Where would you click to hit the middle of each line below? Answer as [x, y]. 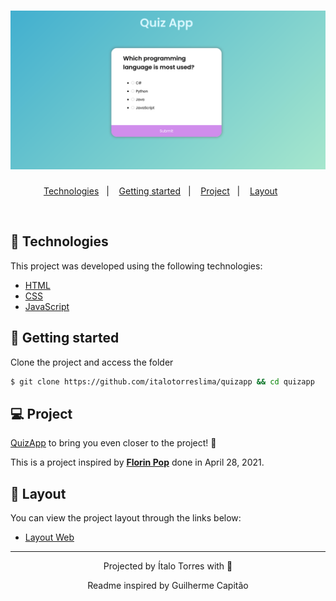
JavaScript [47, 306]
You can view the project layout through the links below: [126, 518]
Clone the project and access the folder [92, 362]
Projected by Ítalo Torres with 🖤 [168, 566]
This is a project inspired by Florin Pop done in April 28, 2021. [137, 462]
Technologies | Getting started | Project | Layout [160, 191]
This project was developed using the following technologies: [136, 266]
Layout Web [49, 537]
